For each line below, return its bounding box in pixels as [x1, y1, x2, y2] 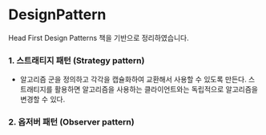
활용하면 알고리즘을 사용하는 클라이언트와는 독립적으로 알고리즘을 [54, 85, 259, 94]
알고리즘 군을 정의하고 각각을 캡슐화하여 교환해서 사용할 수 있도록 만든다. [19, 74, 247, 85]
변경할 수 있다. [19, 94, 66, 105]
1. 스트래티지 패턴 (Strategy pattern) [8, 54, 145, 66]
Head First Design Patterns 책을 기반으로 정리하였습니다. [8, 33, 190, 42]
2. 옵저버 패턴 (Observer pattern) [8, 117, 135, 128]
